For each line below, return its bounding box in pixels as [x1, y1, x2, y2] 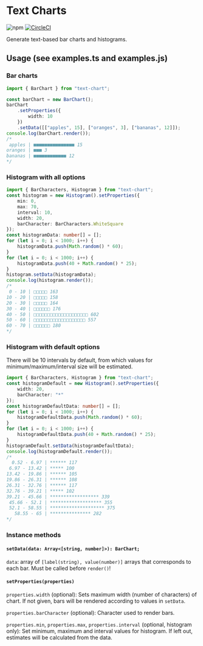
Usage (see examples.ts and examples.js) [6, 53, 168, 64]
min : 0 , [17, 198, 36, 205]
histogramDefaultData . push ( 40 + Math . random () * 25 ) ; [17, 432, 156, 438]
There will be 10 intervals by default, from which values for [6, 357, 153, 364]
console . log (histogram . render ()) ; [6, 278, 94, 284]
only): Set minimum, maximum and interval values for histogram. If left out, [6, 628, 193, 635]
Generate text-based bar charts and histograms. [6, 35, 128, 43]
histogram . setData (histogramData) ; [6, 272, 97, 278]
